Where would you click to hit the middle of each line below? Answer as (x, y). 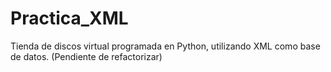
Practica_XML (69, 18)
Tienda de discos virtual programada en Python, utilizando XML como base (165, 46)
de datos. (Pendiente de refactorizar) (86, 56)
